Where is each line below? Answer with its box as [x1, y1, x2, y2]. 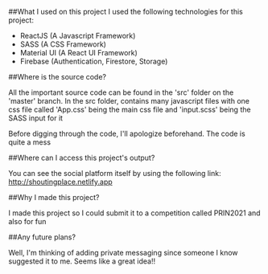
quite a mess [8, 137, 51, 147]
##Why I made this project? [8, 193, 100, 202]
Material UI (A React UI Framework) [19, 48, 138, 57]
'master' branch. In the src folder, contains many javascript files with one [8, 96, 249, 105]
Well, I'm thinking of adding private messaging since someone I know [8, 248, 239, 257]
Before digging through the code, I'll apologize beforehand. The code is [8, 129, 245, 138]
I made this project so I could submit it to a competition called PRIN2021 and [8, 208, 261, 218]
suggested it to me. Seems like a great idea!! [8, 256, 156, 266]
